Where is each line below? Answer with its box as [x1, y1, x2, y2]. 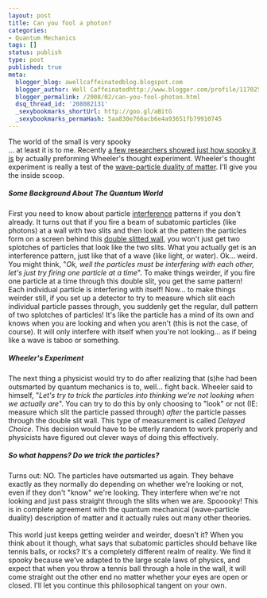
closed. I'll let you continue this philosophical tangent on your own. [8, 581, 227, 590]
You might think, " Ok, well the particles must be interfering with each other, [8, 259, 254, 268]
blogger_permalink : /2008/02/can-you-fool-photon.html [15, 93, 201, 101]
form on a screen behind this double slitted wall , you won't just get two [8, 233, 241, 243]
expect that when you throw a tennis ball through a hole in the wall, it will [8, 563, 246, 573]
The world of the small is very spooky [8, 137, 132, 146]
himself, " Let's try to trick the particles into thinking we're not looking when [8, 390, 254, 399]
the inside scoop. [8, 170, 65, 179]
